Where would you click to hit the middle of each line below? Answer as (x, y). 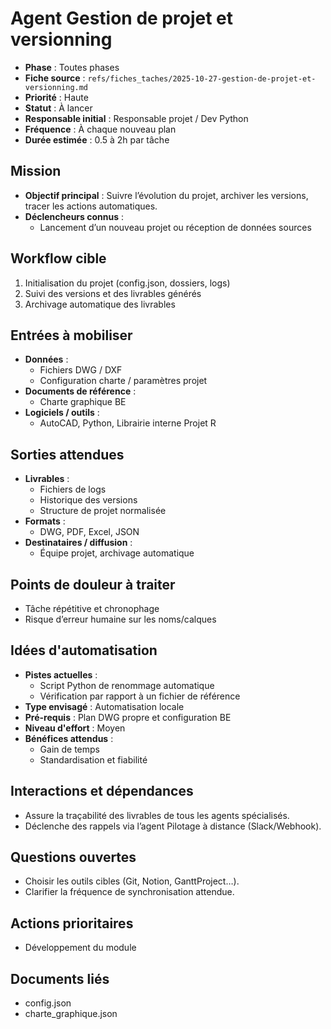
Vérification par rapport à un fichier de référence (140, 696)
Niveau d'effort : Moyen (75, 728)
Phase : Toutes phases (72, 67)
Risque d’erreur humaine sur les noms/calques (120, 619)
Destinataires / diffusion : (78, 543)
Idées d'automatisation (84, 650)
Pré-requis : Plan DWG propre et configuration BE (128, 717)
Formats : (45, 521)
